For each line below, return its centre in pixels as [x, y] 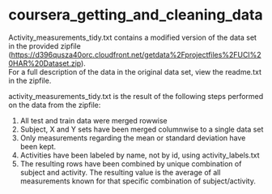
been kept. [38, 146]
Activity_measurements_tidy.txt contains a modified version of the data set [133, 37]
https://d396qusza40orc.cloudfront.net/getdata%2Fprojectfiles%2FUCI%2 [136, 54]
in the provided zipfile [45, 45]
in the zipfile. [30, 80]
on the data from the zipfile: [55, 105]
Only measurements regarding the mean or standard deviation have [133, 138]
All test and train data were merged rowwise [93, 120]
